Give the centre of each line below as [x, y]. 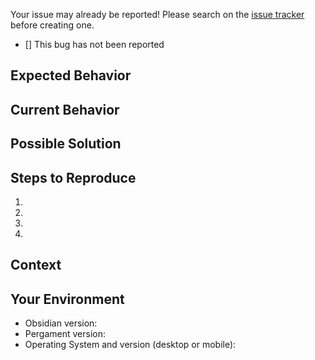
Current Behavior [65, 109]
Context [36, 265]
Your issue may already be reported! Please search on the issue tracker [157, 14]
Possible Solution [66, 144]
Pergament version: [65, 334]
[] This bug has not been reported [94, 44]
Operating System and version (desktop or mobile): [130, 345]
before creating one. [52, 25]
